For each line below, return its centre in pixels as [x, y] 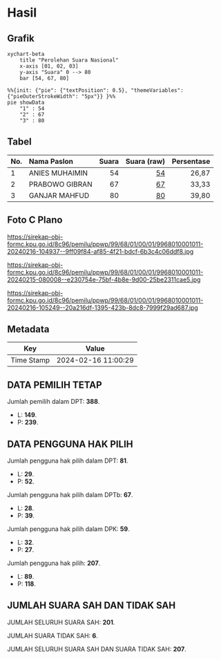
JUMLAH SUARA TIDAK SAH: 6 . [52, 635]
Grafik [21, 38]
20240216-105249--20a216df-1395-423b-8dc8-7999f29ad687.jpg [103, 307]
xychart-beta [26, 54]
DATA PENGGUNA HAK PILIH [70, 444]
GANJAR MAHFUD [59, 195]
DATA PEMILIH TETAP [55, 385]
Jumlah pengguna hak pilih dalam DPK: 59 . [68, 529]
